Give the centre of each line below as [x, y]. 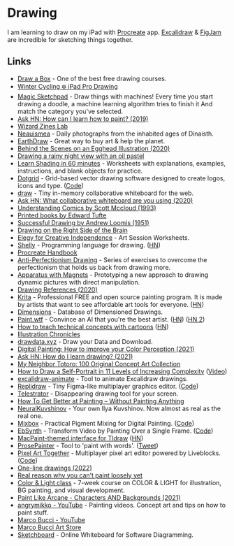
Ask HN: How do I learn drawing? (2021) [75, 356]
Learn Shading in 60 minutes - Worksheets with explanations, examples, [121, 163]
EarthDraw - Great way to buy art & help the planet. [91, 141]
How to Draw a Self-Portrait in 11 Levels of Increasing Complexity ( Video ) [122, 371]
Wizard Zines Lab [43, 126]
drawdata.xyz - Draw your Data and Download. [85, 341]
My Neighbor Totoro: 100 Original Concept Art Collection [99, 364]
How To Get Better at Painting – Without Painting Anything [101, 401]
